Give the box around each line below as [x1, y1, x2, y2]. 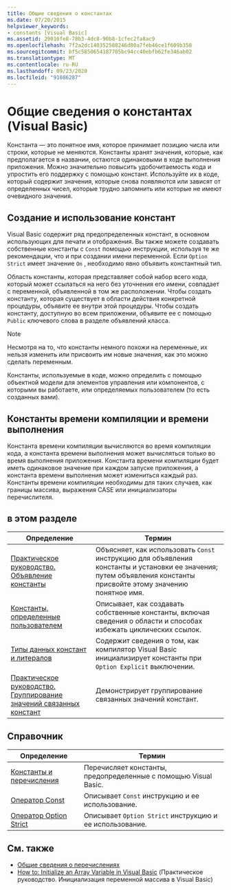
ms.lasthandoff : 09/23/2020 [7, 67, 88, 74]
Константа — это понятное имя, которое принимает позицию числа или [7, 141, 220, 149]
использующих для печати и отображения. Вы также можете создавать [7, 238, 219, 246]
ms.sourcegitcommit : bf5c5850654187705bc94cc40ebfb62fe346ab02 [7, 49, 192, 56]
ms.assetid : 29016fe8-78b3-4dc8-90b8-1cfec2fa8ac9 [7, 36, 155, 43]
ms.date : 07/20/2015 [7, 16, 67, 23]
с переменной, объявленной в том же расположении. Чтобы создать [7, 287, 212, 296]
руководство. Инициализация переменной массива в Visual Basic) [16, 876, 213, 884]
